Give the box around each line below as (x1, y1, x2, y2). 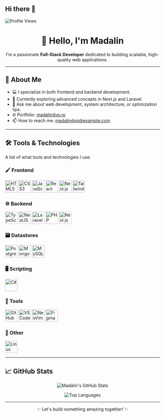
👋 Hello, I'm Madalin (41, 35, 124, 46)
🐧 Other (5, 329, 24, 336)
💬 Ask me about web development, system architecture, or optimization (12, 101, 157, 107)
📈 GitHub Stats (5, 367, 53, 375)
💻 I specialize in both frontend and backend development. (12, 89, 131, 95)
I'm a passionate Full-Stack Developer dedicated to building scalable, (5, 51, 147, 57)
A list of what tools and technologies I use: (5, 154, 91, 160)
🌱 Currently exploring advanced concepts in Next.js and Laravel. (12, 96, 143, 102)
